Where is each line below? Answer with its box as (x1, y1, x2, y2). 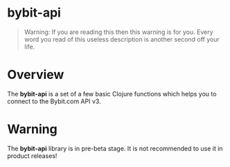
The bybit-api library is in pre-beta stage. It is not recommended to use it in (7, 144, 223, 152)
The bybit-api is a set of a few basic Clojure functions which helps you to (7, 89, 217, 98)
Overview (7, 67, 64, 82)
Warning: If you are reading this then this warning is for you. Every (24, 28, 213, 36)
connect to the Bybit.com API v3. (7, 97, 102, 105)
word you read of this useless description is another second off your (24, 35, 220, 43)
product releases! (7, 151, 57, 160)
